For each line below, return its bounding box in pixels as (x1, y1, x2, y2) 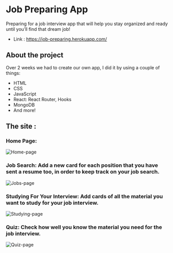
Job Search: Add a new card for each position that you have (6, 162, 159, 169)
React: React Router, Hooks (13, 96, 72, 102)
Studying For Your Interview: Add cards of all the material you (6, 192, 163, 200)
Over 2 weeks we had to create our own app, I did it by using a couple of (6, 64, 160, 70)
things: (6, 70, 21, 76)
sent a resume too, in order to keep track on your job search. (6, 168, 160, 176)
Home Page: (6, 138, 38, 145)
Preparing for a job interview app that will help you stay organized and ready (6, 21, 168, 27)
